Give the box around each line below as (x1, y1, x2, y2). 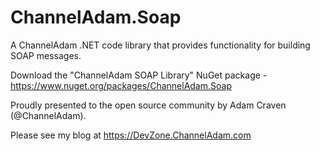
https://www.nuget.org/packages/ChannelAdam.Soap (10, 79, 232, 91)
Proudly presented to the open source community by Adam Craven (10, 99, 287, 111)
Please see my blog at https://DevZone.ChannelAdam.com (10, 129, 252, 141)
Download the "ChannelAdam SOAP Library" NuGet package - (10, 69, 268, 81)
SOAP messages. (10, 49, 82, 61)
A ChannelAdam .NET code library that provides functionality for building (10, 39, 311, 51)
